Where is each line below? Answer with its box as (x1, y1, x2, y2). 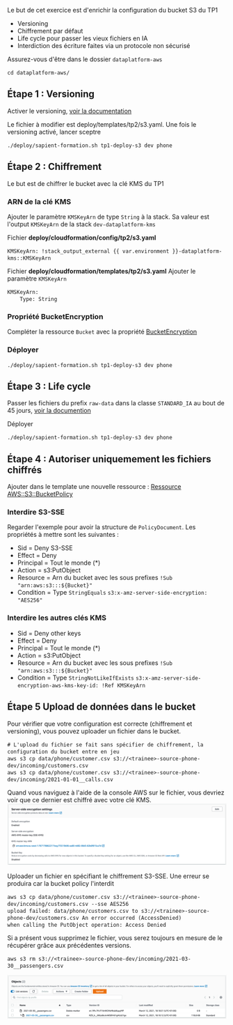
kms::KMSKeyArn (7, 254, 51, 262)
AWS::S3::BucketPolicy (7, 490, 73, 499)
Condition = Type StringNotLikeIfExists (17, 673, 134, 682)
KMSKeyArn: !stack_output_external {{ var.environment (7, 247, 170, 255)
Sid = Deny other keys (17, 629, 81, 637)
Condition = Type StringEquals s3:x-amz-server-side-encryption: (17, 588, 208, 597)
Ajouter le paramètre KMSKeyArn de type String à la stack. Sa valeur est (7, 212, 210, 221)
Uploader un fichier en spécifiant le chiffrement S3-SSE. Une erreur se (7, 872, 210, 880)
